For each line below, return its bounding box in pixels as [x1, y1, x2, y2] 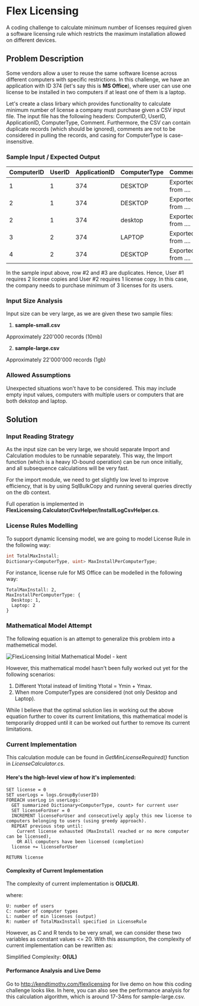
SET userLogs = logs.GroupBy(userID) [6, 792, 99, 798]
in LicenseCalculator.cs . [6, 760, 65, 767]
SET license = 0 [6, 787, 46, 793]
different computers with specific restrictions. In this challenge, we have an [6, 76, 190, 83]
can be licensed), [6, 834, 52, 840]
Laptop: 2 [11, 602, 36, 609]
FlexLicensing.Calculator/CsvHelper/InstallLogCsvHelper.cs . [6, 507, 160, 514]
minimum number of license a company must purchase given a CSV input [6, 106, 185, 114]
